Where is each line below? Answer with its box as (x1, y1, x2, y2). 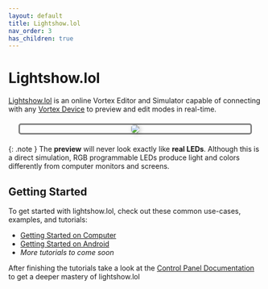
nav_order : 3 (8, 27, 52, 35)
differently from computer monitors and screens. (8, 161, 170, 171)
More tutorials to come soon (19, 248, 114, 257)
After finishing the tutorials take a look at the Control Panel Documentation (8, 263, 255, 273)
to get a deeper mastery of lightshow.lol (8, 272, 141, 281)
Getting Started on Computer (19, 231, 117, 240)
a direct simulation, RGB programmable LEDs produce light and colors (8, 153, 240, 162)
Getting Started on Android (19, 239, 110, 249)
